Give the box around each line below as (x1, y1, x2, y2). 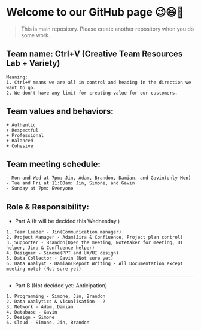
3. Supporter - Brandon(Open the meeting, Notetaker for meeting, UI (6, 239, 184, 246)
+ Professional (6, 132, 44, 138)
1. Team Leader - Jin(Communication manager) (6, 229, 121, 235)
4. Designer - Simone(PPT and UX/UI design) (6, 250, 119, 256)
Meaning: (6, 74, 28, 80)
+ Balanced (6, 138, 33, 144)
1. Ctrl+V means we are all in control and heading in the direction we (6, 79, 191, 86)
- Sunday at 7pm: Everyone (6, 186, 74, 192)
